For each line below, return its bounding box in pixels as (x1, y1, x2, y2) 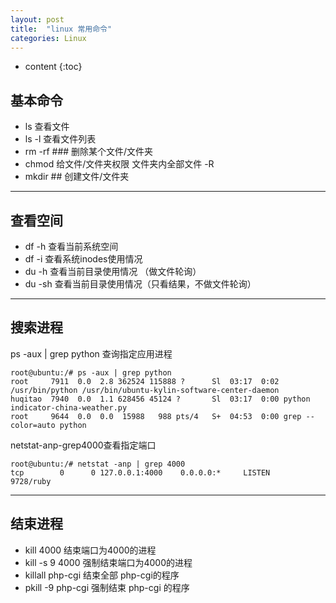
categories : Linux (10, 33, 87, 43)
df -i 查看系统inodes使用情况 (24, 253, 143, 265)
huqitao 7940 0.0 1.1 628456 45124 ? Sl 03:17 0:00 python (10, 394, 311, 404)
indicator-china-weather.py (10, 402, 128, 413)
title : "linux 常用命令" (10, 24, 113, 34)
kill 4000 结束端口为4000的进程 (24, 544, 157, 556)
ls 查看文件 (24, 121, 70, 133)
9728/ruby (10, 476, 52, 486)
